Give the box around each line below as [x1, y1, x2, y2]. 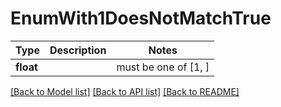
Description [49, 43, 107, 57]
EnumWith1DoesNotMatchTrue [10, 7, 272, 30]
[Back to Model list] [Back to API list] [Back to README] [10, 85, 240, 97]
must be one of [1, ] [116, 60, 210, 74]
